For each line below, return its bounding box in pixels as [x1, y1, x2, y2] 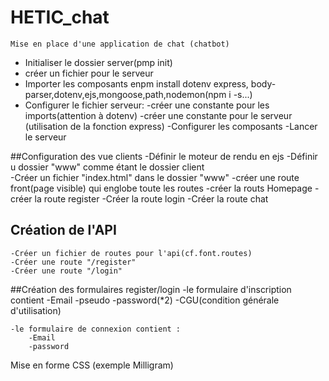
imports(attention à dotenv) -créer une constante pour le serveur [24, 109, 293, 121]
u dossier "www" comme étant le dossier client [10, 161, 205, 173]
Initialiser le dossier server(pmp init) [24, 56, 173, 68]
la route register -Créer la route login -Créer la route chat [34, 192, 269, 205]
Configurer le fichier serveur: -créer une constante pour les [24, 99, 270, 111]
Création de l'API [10, 222, 117, 239]
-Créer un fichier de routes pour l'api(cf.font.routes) [10, 248, 253, 258]
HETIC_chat [10, 6, 110, 29]
